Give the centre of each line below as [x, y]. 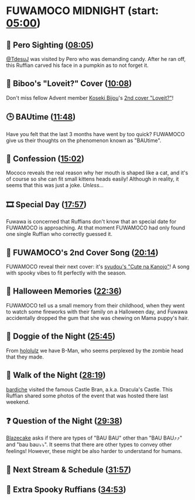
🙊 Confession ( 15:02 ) [45, 159]
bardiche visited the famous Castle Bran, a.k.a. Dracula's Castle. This [89, 389]
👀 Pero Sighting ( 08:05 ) [50, 45]
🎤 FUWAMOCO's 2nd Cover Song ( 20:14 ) [82, 253]
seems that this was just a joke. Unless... [55, 185]
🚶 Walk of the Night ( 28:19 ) [56, 375]
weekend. [18, 402]
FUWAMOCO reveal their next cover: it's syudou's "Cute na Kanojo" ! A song [98, 267]
